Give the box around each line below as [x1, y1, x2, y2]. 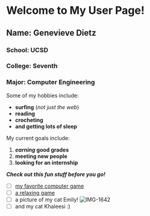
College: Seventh [6, 62, 58, 70]
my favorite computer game [14, 182, 84, 189]
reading [14, 110, 35, 117]
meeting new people [14, 152, 67, 160]
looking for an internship [14, 159, 78, 166]
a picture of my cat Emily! [14, 195, 78, 203]
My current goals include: [6, 134, 70, 142]
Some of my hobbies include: [6, 92, 79, 99]
